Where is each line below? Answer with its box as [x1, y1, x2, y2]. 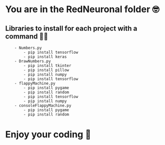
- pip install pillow [23, 67, 70, 72]
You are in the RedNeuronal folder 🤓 [5, 4, 159, 15]
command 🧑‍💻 [5, 32, 48, 41]
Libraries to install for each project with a [5, 24, 138, 32]
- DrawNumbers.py [14, 59, 51, 64]
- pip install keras [23, 54, 67, 59]
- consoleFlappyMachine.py [14, 103, 72, 108]
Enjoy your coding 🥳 [5, 129, 91, 140]
